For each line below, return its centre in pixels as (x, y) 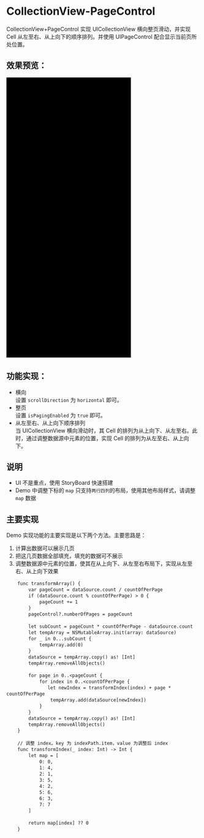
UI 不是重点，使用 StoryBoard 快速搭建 (64, 483)
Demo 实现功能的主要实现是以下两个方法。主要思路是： (76, 535)
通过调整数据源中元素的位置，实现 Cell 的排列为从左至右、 (100, 438)
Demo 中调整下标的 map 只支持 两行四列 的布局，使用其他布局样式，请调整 (105, 490)
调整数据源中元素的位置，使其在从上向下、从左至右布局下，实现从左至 (104, 564)
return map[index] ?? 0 (59, 823)
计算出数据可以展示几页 (45, 548)
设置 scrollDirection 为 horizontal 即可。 (69, 400)
